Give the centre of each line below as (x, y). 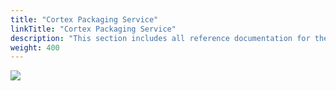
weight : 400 (35, 47)
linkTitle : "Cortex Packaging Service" (93, 29)
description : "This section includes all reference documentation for (160, 38)
